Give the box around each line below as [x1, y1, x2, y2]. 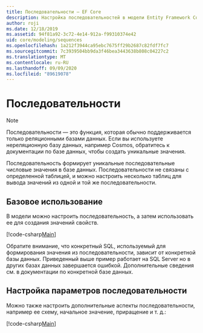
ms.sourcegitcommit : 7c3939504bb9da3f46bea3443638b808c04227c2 [6, 48, 169, 54]
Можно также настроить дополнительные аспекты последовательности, [6, 302, 195, 309]
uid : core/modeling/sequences [6, 37, 83, 43]
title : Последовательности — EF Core [6, 8, 101, 15]
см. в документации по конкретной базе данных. [6, 268, 134, 275]
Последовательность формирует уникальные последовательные [6, 160, 175, 167]
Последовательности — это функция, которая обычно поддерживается [6, 128, 192, 136]
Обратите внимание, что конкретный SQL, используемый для [6, 243, 166, 249]
